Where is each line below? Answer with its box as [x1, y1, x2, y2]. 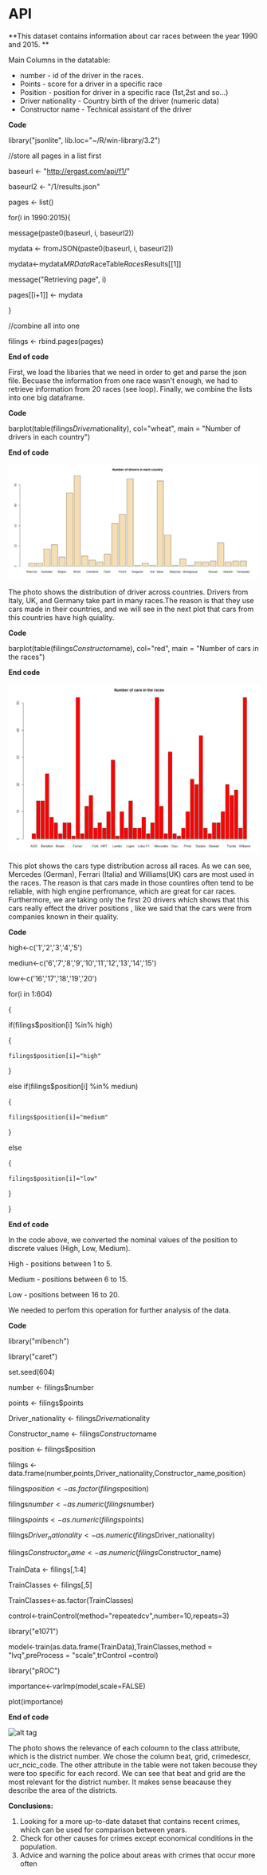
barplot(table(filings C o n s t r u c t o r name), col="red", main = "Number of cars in [8, 643, 259, 653]
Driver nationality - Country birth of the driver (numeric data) [19, 96, 220, 105]
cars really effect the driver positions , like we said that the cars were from [8, 903, 253, 913]
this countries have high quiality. [8, 612, 115, 622]
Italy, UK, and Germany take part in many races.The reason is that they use [8, 595, 255, 605]
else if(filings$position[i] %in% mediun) [8, 1081, 139, 1091]
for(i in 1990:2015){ [8, 212, 71, 222]
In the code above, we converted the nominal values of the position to [8, 1234, 238, 1245]
